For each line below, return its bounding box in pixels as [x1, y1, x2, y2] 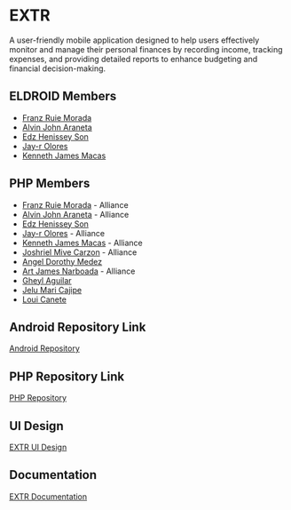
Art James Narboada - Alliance [21, 266, 136, 276]
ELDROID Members [9, 89, 117, 104]
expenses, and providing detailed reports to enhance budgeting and [9, 53, 258, 64]
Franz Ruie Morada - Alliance [21, 199, 129, 210]
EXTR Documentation [9, 490, 88, 502]
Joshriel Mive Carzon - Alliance [21, 246, 138, 258]
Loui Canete [21, 294, 67, 305]
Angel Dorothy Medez [21, 256, 103, 267]
